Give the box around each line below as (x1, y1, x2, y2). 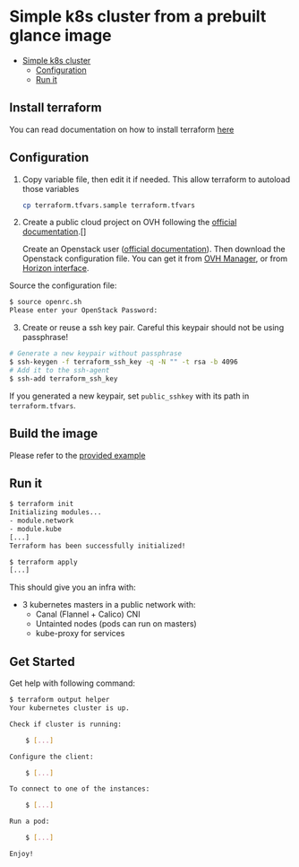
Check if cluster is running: (9, 720, 123, 729)
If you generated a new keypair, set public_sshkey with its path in (9, 390, 250, 401)
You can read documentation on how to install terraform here (9, 124, 235, 135)
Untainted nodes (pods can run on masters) (35, 618, 197, 629)
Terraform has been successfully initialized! (9, 541, 186, 550)
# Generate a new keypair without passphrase (9, 349, 182, 358)
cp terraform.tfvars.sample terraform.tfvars (21, 200, 195, 210)
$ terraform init (9, 500, 74, 509)
